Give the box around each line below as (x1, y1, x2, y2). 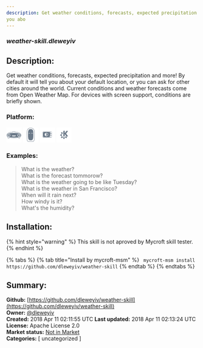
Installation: (6, 222, 53, 232)
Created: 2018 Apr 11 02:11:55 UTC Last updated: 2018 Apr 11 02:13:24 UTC (6, 316, 196, 323)
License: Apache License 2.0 (6, 322, 80, 329)
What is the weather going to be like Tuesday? (21, 178, 137, 185)
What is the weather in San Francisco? (21, 185, 117, 192)
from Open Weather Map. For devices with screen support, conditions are (6, 91, 191, 98)
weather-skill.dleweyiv (6, 37, 76, 46)
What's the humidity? (21, 204, 75, 211)
